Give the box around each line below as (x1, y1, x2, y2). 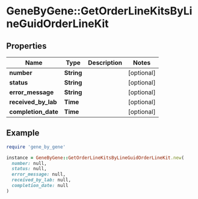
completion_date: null (11, 183, 69, 189)
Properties (6, 41, 47, 51)
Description (88, 59, 122, 67)
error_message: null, (11, 171, 66, 177)
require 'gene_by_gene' (6, 144, 66, 150)
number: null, (11, 160, 47, 166)
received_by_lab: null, (11, 177, 71, 183)
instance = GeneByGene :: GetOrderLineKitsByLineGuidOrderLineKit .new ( (6, 155, 185, 161)
